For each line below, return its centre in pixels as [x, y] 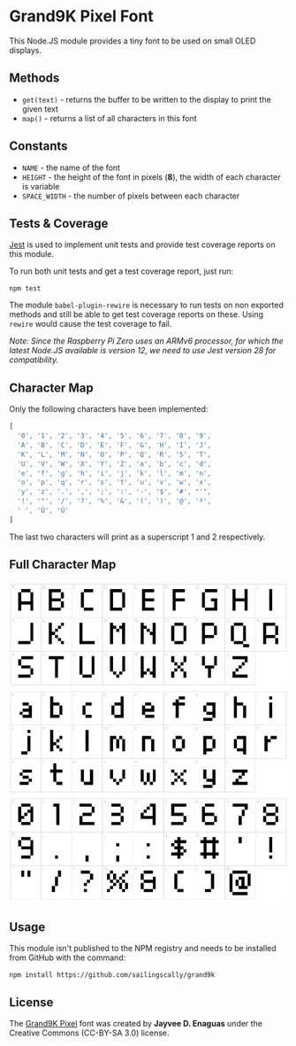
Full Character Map [63, 565]
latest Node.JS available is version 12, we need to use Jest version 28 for [143, 351]
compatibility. [34, 360]
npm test [25, 289]
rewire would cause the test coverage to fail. [91, 324]
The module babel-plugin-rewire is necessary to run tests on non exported [147, 305]
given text [40, 109]
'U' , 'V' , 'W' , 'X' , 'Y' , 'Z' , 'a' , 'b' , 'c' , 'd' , [114, 464]
